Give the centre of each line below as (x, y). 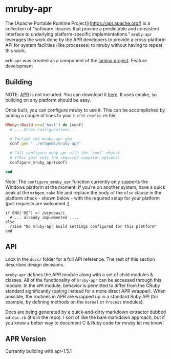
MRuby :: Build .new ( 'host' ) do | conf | (44, 125)
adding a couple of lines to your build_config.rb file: (61, 115)
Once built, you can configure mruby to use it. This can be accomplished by (85, 110)
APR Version (26, 339)
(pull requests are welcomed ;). (38, 203)
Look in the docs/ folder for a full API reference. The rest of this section (80, 259)
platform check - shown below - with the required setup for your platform (83, 198)
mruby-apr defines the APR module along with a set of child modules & (79, 274)
